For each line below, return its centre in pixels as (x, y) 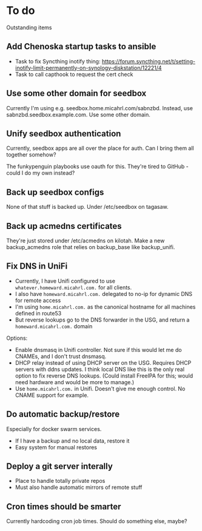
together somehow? (31, 155)
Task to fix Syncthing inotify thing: (58, 61)
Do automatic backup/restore (63, 414)
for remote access (38, 300)
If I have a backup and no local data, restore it (72, 441)
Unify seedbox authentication (64, 134)
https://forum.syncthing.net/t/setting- (149, 61)
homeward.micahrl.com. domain (54, 326)
